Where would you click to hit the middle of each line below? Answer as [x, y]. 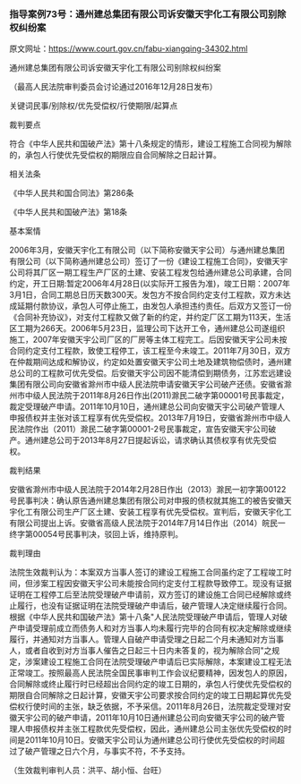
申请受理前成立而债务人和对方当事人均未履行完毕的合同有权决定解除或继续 [154, 628]
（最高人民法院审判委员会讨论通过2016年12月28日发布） [113, 87]
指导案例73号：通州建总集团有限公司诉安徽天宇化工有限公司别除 [148, 13]
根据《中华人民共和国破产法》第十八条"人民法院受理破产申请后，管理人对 [145, 617]
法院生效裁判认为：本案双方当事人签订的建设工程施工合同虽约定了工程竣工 [146, 572]
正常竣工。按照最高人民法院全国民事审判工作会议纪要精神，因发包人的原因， [150, 673]
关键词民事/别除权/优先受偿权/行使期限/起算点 [94, 106]
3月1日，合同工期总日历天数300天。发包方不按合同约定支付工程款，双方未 [146, 295]
